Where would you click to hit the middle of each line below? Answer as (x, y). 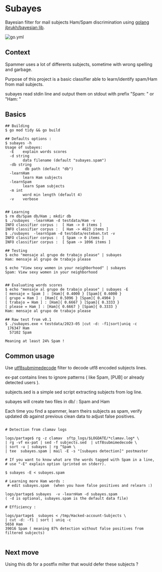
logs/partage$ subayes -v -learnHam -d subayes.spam (61, 494)
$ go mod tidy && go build (33, 130)
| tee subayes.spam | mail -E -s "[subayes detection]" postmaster (77, 451)
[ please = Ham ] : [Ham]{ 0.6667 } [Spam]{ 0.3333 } (61, 306)
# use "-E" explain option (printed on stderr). (56, 464)
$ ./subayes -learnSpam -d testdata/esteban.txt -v (60, 233)
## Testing (16, 251)
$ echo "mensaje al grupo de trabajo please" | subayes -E (67, 289)
